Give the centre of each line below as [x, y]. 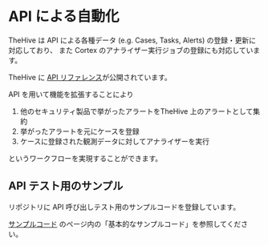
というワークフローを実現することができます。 [85, 158]
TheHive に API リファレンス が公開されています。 [90, 77]
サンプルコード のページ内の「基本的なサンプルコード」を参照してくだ [125, 224]
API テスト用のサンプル [66, 186]
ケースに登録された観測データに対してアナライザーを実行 [115, 141]
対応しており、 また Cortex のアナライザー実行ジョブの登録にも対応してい [131, 50]
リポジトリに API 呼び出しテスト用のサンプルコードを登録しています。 [124, 207]
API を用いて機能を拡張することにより [71, 94]
